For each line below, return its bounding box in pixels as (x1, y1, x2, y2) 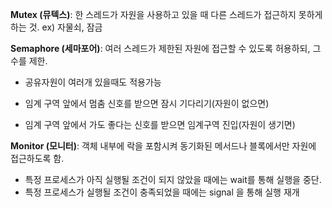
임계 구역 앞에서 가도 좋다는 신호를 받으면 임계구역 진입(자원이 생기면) (24, 119, 296, 130)
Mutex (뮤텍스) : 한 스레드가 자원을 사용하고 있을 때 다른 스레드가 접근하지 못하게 (10, 9, 323, 20)
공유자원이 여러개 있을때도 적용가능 (24, 76, 162, 88)
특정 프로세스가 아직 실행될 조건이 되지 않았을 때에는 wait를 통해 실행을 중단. (24, 174, 322, 185)
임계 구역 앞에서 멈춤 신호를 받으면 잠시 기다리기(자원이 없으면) (24, 98, 270, 109)
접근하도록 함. (10, 153, 65, 164)
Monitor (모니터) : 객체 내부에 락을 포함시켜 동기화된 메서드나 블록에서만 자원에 (10, 140, 317, 152)
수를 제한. (10, 55, 48, 67)
